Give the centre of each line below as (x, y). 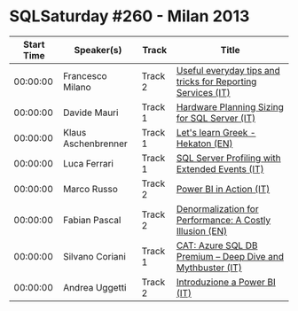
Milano (77, 87)
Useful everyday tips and (228, 70)
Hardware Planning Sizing (230, 106)
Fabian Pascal (92, 220)
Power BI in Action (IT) (223, 189)
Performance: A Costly (223, 220)
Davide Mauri (91, 113)
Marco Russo (90, 189)
